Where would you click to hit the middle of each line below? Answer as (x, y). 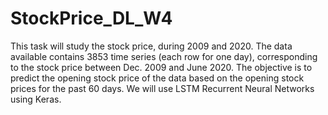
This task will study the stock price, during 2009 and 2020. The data (151, 46)
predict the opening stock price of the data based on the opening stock (157, 78)
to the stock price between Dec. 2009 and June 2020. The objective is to (161, 67)
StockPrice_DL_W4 (91, 18)
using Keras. (36, 99)
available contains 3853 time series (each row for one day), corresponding (164, 56)
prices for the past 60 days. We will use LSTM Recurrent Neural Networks (162, 88)
